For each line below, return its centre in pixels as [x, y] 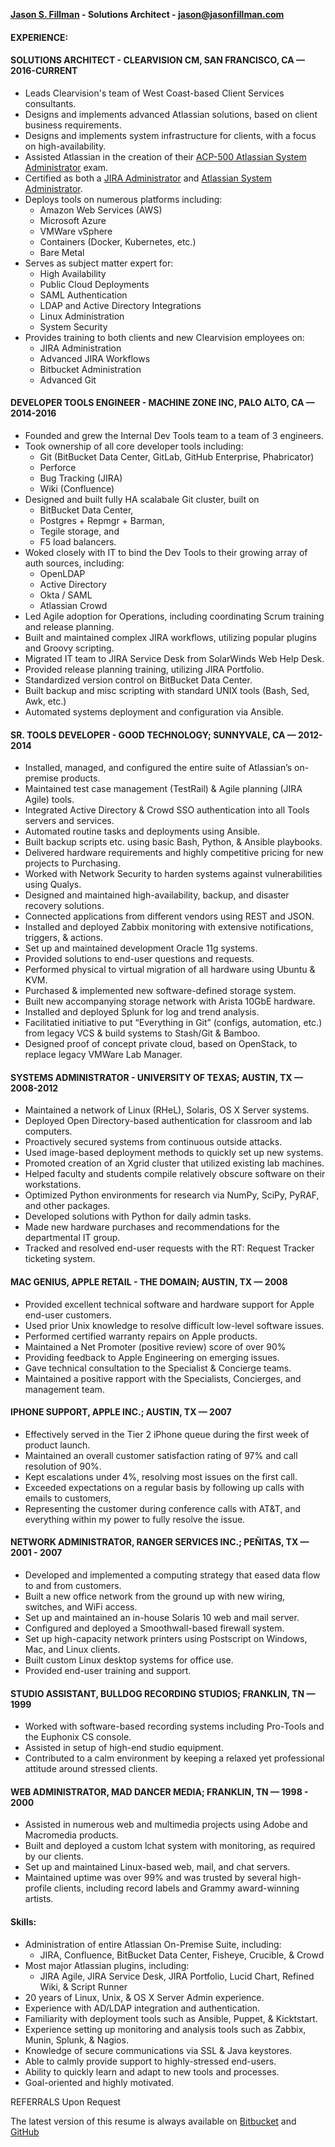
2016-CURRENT [44, 71]
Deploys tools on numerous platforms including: [123, 199]
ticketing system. [60, 1259]
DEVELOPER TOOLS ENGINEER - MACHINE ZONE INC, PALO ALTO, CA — [162, 403]
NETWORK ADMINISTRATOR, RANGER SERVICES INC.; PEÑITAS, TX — [160, 1542]
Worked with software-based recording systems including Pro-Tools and [174, 1726]
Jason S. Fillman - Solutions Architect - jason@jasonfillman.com [147, 14]
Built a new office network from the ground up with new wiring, [155, 1596]
